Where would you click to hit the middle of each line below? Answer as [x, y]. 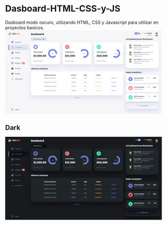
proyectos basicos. [25, 27]
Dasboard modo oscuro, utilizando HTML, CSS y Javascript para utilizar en [82, 22]
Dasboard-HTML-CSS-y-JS [63, 9]
